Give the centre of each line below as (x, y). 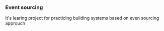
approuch (15, 23)
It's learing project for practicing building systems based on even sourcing (82, 18)
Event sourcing (24, 7)
